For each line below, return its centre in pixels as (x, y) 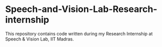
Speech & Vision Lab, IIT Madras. (39, 39)
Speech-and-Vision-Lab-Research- (81, 9)
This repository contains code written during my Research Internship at (79, 33)
